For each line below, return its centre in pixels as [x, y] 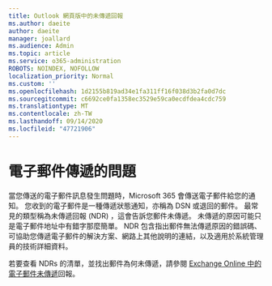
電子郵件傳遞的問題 [72, 171]
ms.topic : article [39, 53]
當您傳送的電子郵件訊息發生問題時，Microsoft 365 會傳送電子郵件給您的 [129, 195]
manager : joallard [39, 38]
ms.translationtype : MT [49, 106]
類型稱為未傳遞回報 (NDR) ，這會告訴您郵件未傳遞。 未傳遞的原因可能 [138, 216]
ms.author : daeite [39, 23]
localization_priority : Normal [61, 76]
